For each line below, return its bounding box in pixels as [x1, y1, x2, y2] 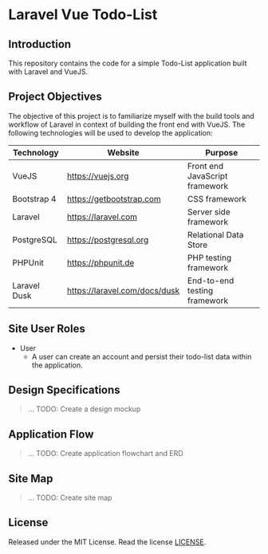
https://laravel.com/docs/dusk [66, 285, 180, 296]
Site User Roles [8, 322, 85, 336]
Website [107, 147, 140, 158]
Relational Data [187, 229, 244, 240]
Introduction [8, 37, 72, 51]
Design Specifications [8, 383, 121, 397]
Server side [187, 206, 231, 217]
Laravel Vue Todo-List [8, 6, 158, 24]
